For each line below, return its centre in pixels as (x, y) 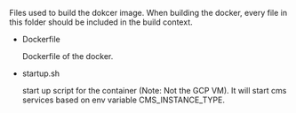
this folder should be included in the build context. (101, 22)
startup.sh (41, 73)
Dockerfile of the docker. (68, 56)
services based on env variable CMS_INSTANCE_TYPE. (123, 100)
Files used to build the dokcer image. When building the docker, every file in (148, 13)
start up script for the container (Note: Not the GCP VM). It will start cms (154, 90)
